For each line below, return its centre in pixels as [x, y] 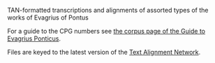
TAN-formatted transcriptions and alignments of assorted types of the [108, 10]
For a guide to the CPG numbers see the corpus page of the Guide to [106, 31]
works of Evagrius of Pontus [48, 17]
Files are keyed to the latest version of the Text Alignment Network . [104, 52]
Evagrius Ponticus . [34, 38]
